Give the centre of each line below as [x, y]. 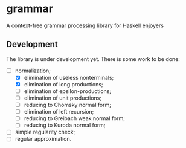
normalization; [33, 71]
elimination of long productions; [64, 84]
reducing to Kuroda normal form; [65, 125]
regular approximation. [43, 139]
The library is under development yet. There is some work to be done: [93, 59]
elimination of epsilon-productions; [68, 91]
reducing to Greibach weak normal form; [75, 118]
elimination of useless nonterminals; [69, 77]
